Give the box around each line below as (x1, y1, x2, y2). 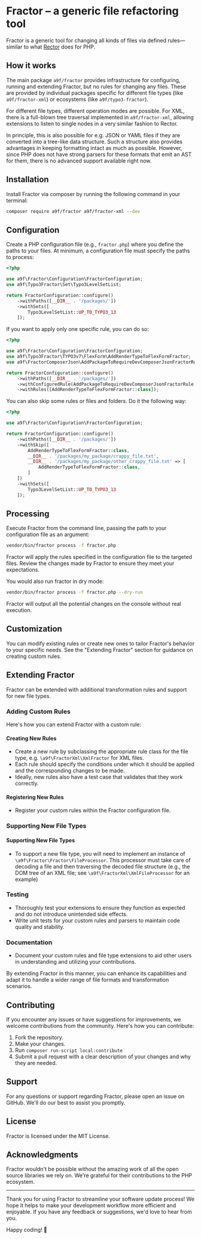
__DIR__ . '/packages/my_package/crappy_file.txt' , (28, 453, 160, 459)
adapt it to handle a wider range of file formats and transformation (6, 976, 169, 984)
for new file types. (6, 692, 51, 699)
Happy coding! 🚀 (6, 1226, 48, 1234)
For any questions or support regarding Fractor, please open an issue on (6, 1093, 185, 1100)
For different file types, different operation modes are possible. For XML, (6, 107, 185, 115)
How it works (6, 61, 56, 71)
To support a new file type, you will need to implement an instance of (14, 850, 185, 857)
